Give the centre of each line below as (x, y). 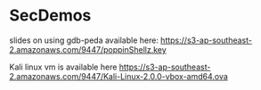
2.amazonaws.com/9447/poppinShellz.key (88, 49)
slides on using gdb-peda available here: (84, 40)
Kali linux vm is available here (63, 67)
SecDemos (50, 16)
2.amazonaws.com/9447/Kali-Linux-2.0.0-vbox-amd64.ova (119, 76)
